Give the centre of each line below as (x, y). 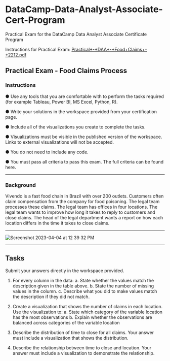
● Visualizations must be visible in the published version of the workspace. (84, 137)
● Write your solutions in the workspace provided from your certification (81, 111)
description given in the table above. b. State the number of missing (83, 286)
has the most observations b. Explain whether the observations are (82, 317)
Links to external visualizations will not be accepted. (60, 142)
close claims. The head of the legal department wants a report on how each (84, 217)
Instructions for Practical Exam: (38, 49)
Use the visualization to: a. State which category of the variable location (88, 312)
